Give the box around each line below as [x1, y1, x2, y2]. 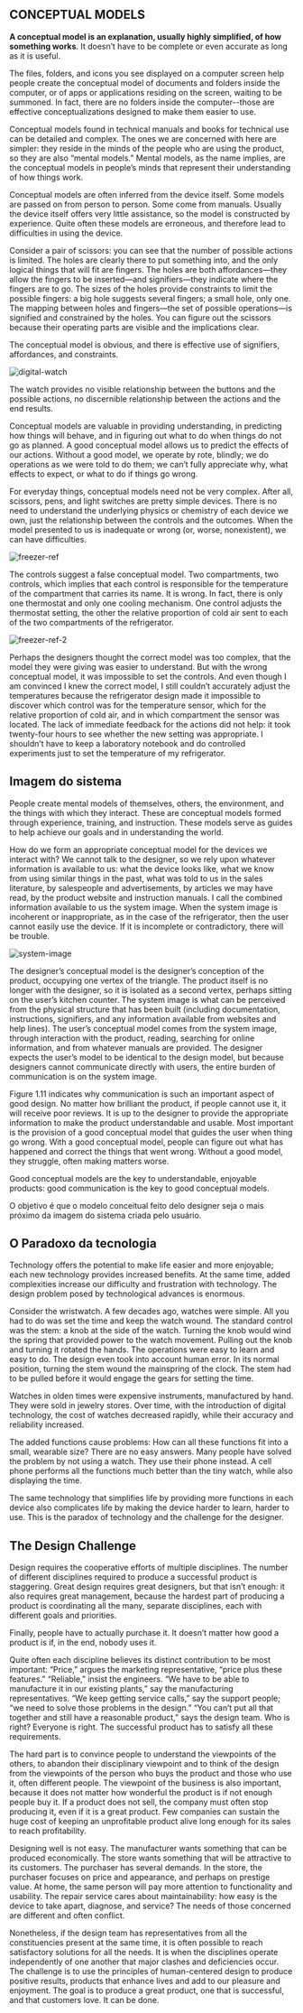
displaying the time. [9, 1475, 83, 1486]
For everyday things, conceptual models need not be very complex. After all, [9, 486, 294, 496]
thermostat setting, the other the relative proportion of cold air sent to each [9, 607, 289, 617]
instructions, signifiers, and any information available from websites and [9, 1013, 277, 1024]
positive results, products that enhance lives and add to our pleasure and [9, 1976, 281, 1987]
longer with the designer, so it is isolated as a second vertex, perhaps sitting [9, 984, 292, 996]
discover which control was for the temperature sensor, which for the [9, 700, 267, 710]
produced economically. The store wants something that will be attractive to [9, 1852, 291, 1863]
